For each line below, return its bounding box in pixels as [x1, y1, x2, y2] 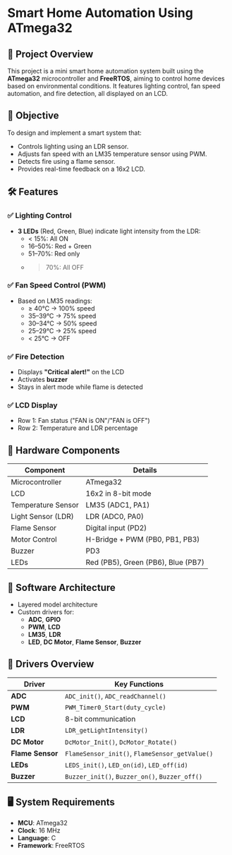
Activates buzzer [17, 376, 68, 384]
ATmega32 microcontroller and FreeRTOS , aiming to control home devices [7, 74, 226, 83]
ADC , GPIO [28, 616, 61, 624]
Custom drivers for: [17, 608, 74, 616]
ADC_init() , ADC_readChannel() [64, 690, 167, 700]
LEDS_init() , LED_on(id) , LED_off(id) [64, 760, 188, 770]
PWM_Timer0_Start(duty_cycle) [64, 703, 166, 711]
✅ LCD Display [7, 400, 58, 410]
